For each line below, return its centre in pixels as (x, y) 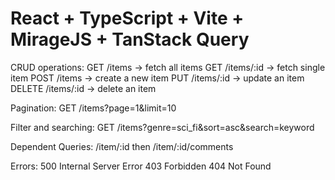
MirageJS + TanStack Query (130, 39)
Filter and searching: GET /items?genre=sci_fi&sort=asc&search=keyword (162, 127)
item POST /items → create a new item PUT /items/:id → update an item (157, 78)
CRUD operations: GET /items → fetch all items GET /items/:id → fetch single (168, 67)
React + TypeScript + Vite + (127, 18)
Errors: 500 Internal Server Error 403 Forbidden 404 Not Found (141, 166)
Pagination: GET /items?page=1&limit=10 (93, 108)
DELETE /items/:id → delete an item (83, 88)
